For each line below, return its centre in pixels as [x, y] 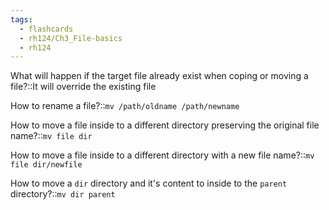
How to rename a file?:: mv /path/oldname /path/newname [125, 106]
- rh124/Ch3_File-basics [71, 38]
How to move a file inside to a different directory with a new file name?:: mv [162, 155]
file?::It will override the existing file [83, 87]
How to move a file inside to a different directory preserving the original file [165, 125]
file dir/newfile [46, 165]
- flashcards [46, 29]
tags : [21, 19]
